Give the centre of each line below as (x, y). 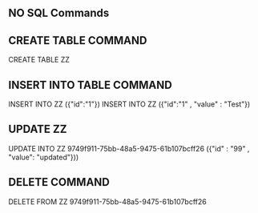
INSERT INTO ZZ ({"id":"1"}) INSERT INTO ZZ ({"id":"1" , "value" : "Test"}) (129, 104)
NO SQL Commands (59, 13)
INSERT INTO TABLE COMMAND (90, 84)
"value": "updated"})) (43, 157)
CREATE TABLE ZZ (39, 60)
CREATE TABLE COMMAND (78, 40)
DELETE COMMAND (59, 182)
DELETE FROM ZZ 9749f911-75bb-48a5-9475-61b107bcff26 (107, 201)
